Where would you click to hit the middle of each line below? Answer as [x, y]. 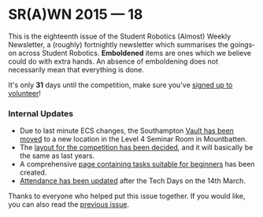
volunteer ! [24, 93]
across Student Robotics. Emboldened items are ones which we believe [135, 53]
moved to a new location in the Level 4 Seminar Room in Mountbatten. [133, 139]
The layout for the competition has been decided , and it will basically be [136, 148]
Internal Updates [41, 113]
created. [33, 173]
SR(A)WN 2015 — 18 [76, 15]
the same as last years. [57, 156]
